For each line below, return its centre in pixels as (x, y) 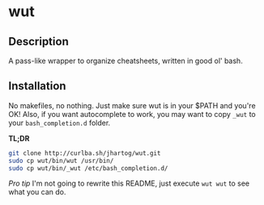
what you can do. (37, 192)
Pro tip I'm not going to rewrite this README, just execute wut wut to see (129, 183)
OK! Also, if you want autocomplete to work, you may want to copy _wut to (132, 114)
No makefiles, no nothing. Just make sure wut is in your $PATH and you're (132, 105)
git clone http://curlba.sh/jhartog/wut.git (85, 153)
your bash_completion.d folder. (60, 123)
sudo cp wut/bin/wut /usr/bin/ (61, 161)
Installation (37, 86)
